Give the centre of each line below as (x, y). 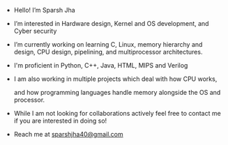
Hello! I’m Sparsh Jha (44, 10)
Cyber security (35, 31)
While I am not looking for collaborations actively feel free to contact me (117, 113)
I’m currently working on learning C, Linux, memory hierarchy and (108, 44)
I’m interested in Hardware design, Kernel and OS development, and (111, 23)
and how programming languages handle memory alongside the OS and (117, 92)
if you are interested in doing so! (60, 121)
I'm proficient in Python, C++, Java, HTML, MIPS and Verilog (101, 65)
